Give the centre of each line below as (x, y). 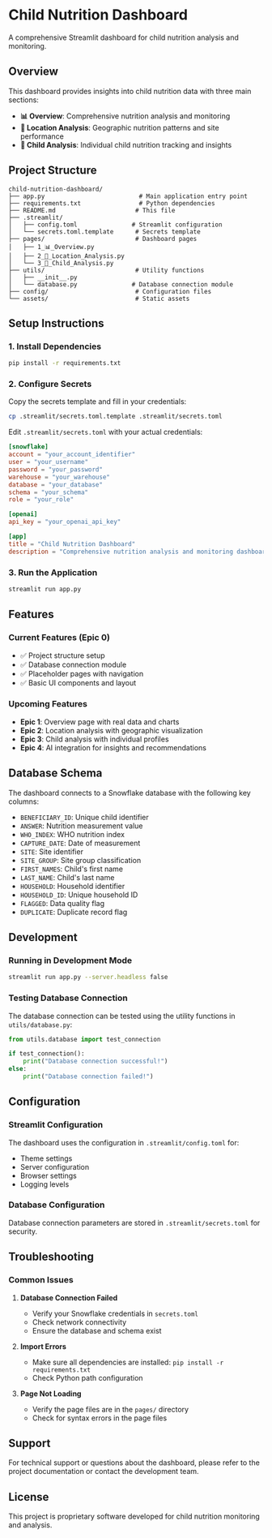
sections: (23, 100)
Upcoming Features (48, 704)
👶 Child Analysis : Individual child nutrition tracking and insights (126, 144)
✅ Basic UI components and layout (78, 682)
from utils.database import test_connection (85, 1039)
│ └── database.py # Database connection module (121, 284)
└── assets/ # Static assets (99, 299)
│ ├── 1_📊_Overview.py (51, 247)
